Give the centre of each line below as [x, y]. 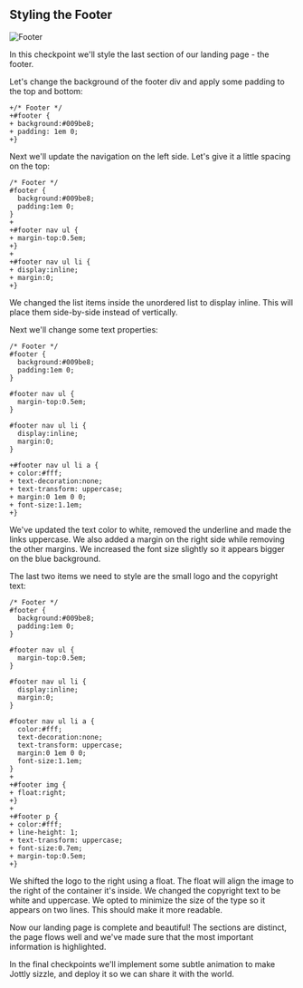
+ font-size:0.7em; [46, 848]
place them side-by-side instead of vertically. [94, 312]
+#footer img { [38, 785]
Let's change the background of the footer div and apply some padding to [147, 82]
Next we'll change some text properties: [84, 329]
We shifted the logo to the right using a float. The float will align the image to [151, 881]
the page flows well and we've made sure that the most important [132, 936]
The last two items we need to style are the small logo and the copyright [144, 576]
